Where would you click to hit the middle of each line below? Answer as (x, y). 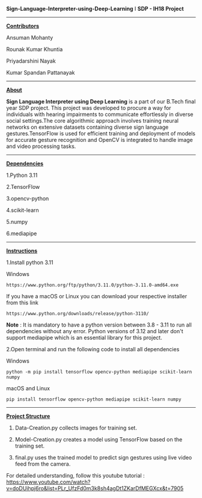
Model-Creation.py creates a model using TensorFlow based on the (99, 439)
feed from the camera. (43, 464)
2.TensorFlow (23, 187)
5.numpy (17, 222)
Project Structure (28, 416)
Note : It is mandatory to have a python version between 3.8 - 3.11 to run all (99, 325)
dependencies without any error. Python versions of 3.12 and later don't (95, 331)
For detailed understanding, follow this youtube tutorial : (76, 475)
